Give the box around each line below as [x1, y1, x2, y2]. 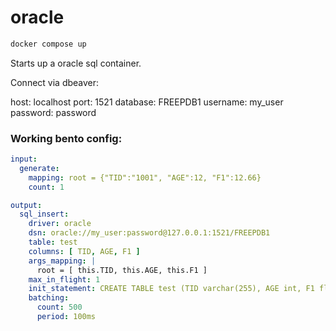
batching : [28, 293, 70, 303]
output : [10, 200, 43, 210]
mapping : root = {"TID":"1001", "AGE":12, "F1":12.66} [28, 172, 262, 183]
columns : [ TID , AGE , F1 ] [28, 246, 141, 256]
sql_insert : [19, 209, 70, 220]
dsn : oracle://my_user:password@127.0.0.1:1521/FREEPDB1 [28, 228, 271, 238]
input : [10, 154, 38, 165]
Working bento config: [10, 131, 123, 145]
